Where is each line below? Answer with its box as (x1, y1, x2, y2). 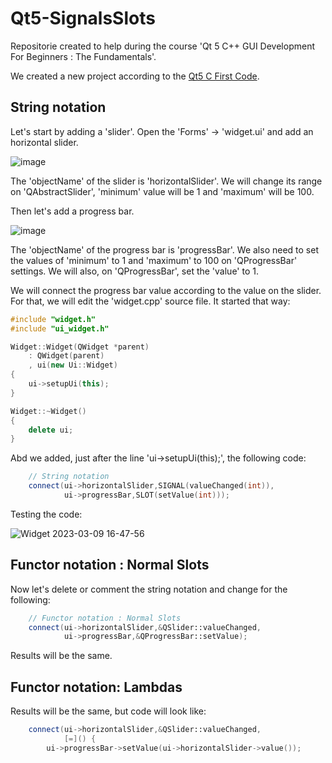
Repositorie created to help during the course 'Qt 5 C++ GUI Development (10, 40, 316, 52)
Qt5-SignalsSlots (10, 7, 156, 30)
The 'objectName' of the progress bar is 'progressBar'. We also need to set (10, 243, 319, 256)
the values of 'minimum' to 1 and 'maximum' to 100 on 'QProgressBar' (10, 254, 298, 266)
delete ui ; (28, 425, 74, 435)
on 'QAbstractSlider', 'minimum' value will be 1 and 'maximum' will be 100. (10, 185, 315, 197)
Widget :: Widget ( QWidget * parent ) (10, 342, 150, 352)
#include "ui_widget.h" (10, 323, 110, 334)
